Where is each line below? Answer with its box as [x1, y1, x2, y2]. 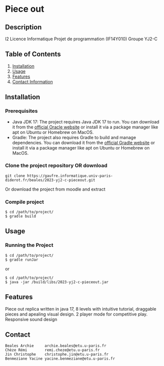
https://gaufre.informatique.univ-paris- [27, 173, 113, 178]
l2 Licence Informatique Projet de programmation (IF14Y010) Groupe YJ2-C [5, 36, 158, 42]
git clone [5, 173, 26, 178]
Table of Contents [5, 50, 61, 58]
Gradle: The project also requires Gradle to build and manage [12, 134, 137, 140]
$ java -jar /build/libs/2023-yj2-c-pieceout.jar [5, 279, 109, 285]
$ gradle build [5, 214, 36, 219]
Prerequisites [5, 108, 38, 115]
